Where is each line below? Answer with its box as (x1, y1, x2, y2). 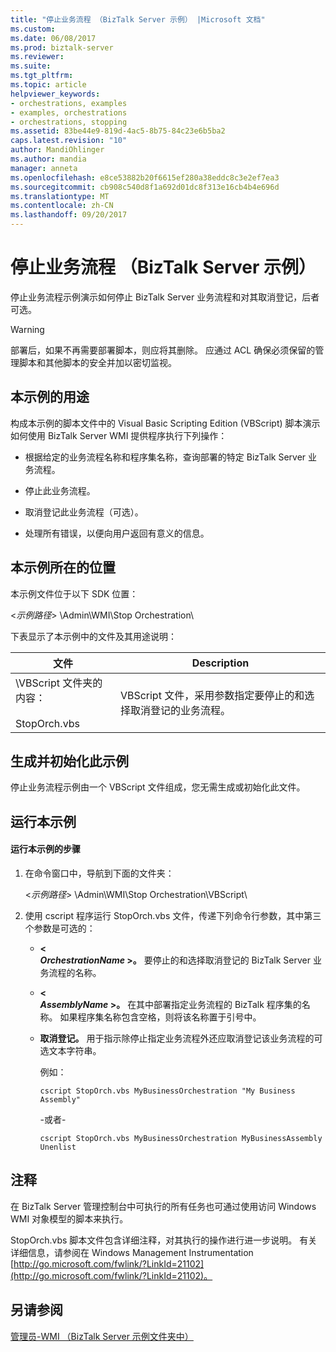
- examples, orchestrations (10, 107, 128, 118)
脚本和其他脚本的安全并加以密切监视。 (18, 356, 177, 368)
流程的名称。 (48, 966, 102, 978)
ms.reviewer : (10, 52, 65, 62)
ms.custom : (10, 24, 56, 34)
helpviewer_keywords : (10, 89, 101, 99)
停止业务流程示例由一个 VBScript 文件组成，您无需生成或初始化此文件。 (10, 781, 306, 793)
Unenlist (39, 1142, 77, 1152)
